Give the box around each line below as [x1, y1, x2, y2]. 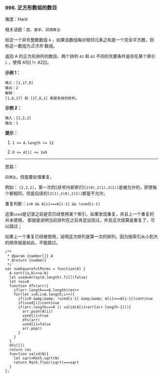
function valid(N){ [9, 352, 49, 357]
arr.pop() [22, 326, 42, 331]
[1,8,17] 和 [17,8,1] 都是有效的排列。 [5, 96, 79, 101]
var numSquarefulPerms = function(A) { [5, 267, 86, 271]
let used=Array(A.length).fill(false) [9, 275, 88, 280]
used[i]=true [22, 313, 49, 318]
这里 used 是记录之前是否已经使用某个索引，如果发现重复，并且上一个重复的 [5, 211, 154, 217]
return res [9, 347, 32, 352]
